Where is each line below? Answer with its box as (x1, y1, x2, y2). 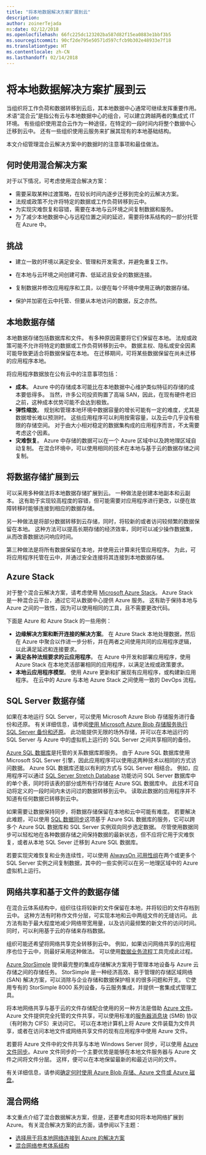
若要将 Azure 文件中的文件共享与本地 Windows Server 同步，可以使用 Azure (6, 1040, 199, 1048)
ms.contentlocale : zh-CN (6, 49, 70, 55)
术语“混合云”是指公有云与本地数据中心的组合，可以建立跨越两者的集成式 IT (6, 112, 195, 119)
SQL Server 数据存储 (6, 696, 85, 706)
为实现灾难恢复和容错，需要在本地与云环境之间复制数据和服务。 (15, 206, 177, 213)
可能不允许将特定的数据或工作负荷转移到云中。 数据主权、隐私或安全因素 (11, 342, 196, 349)
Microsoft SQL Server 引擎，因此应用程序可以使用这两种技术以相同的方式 (6, 757, 191, 764)
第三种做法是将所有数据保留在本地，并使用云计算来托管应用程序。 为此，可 (6, 546, 196, 553)
